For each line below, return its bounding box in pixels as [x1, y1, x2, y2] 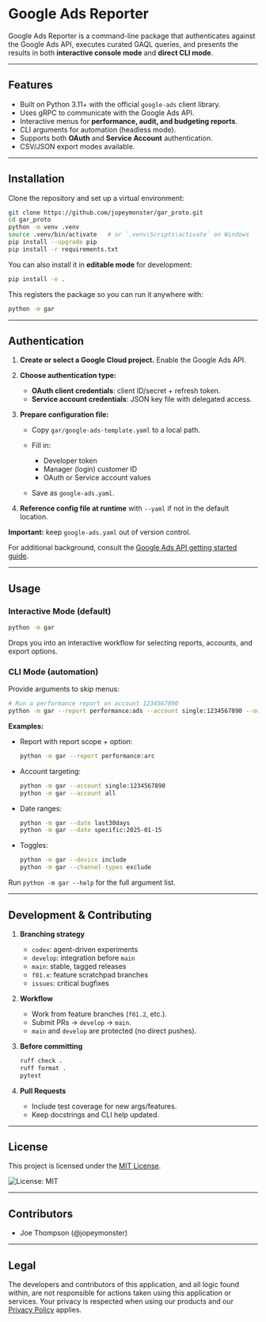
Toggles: [19, 841, 49, 850]
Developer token [43, 456, 97, 465]
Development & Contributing [8, 908, 152, 922]
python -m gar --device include [19, 856, 127, 864]
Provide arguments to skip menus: [8, 684, 120, 694]
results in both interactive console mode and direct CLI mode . [8, 48, 214, 57]
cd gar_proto [8, 216, 51, 224]
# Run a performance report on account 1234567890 [8, 700, 179, 707]
